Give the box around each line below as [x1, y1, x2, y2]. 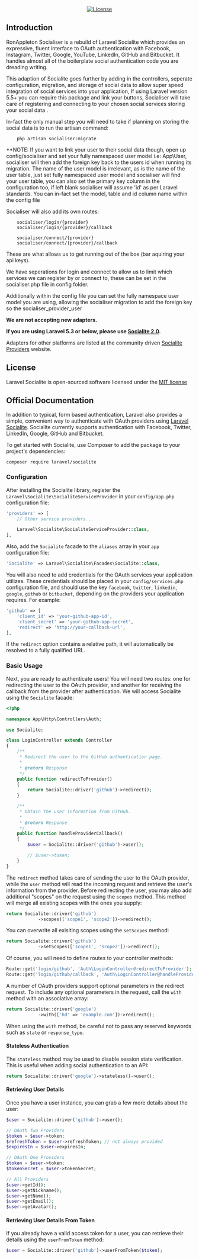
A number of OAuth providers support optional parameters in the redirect [6, 982, 184, 989]
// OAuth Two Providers [6, 1128, 65, 1134]
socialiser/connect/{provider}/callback [17, 240, 118, 246]
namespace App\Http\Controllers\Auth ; [6, 716, 102, 722]
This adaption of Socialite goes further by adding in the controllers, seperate [6, 75, 192, 82]
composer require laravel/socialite [6, 459, 97, 465]
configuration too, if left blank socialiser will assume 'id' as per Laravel [6, 183, 178, 191]
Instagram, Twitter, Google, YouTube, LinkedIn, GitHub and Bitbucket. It [6, 51, 179, 58]
